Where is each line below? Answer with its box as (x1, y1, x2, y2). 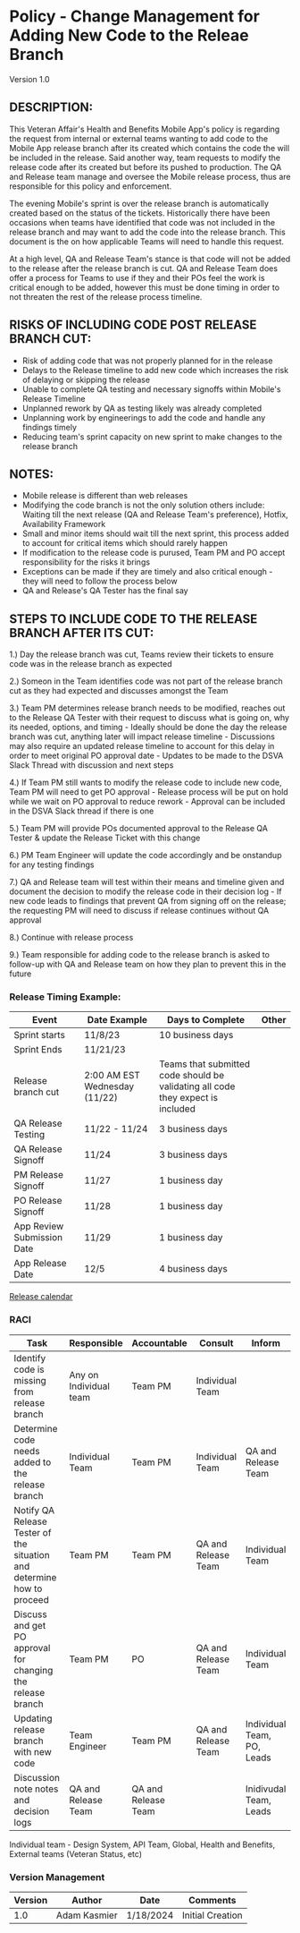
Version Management (9, 1870, 105, 1883)
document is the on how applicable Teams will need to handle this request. (9, 235, 284, 247)
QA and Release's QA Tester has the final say (21, 585, 189, 596)
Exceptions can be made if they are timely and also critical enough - (21, 566, 273, 577)
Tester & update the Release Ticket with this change (9, 832, 201, 843)
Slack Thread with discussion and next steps (9, 760, 174, 771)
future (9, 968, 32, 979)
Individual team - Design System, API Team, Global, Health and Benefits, (9, 1839, 275, 1850)
